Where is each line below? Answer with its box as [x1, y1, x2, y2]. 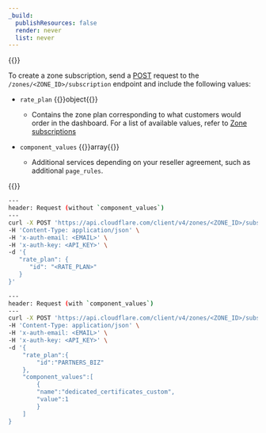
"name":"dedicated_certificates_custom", [36, 388, 176, 397]
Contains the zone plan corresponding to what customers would [31, 110, 241, 120]
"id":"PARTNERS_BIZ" [36, 358, 104, 366]
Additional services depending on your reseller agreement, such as [31, 158, 251, 167]
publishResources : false [15, 19, 97, 27]
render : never [15, 26, 62, 34]
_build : [8, 11, 34, 20]
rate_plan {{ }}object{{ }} [19, 94, 99, 104]
